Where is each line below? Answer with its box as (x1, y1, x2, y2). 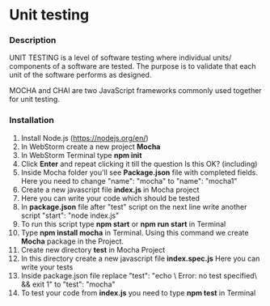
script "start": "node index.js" (20, 210, 120, 220)
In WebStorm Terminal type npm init (20, 150, 142, 159)
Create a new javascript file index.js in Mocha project (20, 185, 200, 194)
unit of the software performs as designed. (9, 70, 152, 80)
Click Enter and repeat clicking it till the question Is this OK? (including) (20, 159, 258, 168)
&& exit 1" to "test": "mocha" (20, 279, 116, 289)
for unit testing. (9, 95, 60, 104)
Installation (9, 115, 55, 126)
